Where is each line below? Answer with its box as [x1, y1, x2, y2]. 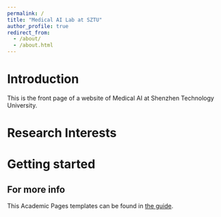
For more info [7, 183, 66, 195]
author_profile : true [7, 23, 69, 29]
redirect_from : [7, 29, 51, 36]
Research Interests [7, 125, 117, 141]
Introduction [7, 71, 79, 87]
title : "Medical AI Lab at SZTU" [7, 16, 103, 23]
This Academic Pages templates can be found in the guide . [7, 202, 174, 210]
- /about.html [13, 42, 53, 49]
